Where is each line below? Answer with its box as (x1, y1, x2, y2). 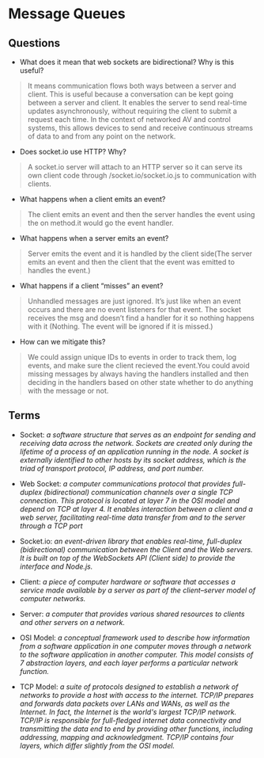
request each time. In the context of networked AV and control (27, 115, 231, 124)
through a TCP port (19, 520, 83, 531)
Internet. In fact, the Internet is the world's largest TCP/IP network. (19, 707, 237, 717)
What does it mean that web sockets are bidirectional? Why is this (19, 57, 235, 67)
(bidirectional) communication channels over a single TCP (43, 487, 233, 497)
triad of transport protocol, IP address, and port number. (19, 463, 204, 473)
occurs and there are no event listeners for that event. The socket (27, 305, 242, 314)
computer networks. (19, 593, 86, 603)
